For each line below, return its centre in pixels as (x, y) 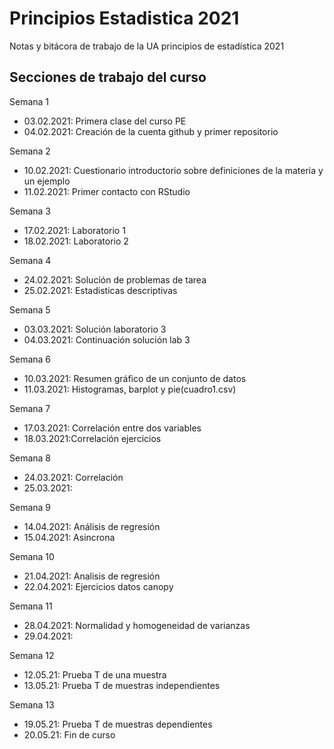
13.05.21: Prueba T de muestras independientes (122, 685)
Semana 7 (30, 408)
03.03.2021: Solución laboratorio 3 (95, 329)
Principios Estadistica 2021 (124, 18)
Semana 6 (30, 359)
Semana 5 (30, 309)
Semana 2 (30, 151)
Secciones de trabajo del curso (108, 77)
